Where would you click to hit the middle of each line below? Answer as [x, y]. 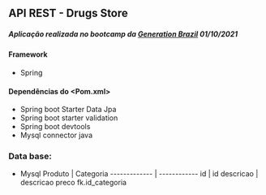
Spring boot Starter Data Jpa [68, 110]
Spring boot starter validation [69, 118]
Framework [28, 54]
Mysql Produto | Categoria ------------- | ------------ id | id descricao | [139, 174]
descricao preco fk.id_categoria [73, 183]
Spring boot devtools [55, 127]
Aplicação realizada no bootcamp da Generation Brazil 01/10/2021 [123, 34]
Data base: [30, 156]
